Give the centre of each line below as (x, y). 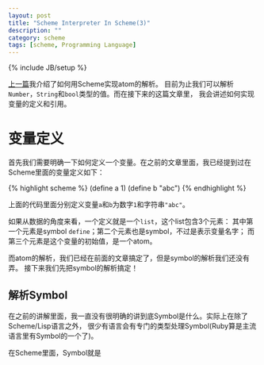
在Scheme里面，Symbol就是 (55, 352)
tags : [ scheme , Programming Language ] (72, 45)
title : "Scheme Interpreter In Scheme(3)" (79, 23)
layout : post (30, 15)
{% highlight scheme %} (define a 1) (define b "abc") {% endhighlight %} (127, 188)
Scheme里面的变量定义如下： (56, 172)
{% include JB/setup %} (48, 67)
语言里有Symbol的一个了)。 (53, 336)
